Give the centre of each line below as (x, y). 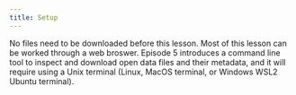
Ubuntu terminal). (42, 81)
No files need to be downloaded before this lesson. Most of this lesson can (148, 43)
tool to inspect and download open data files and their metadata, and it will (148, 62)
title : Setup (34, 17)
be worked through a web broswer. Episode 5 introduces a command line (145, 52)
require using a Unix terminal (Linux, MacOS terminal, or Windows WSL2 (144, 72)
